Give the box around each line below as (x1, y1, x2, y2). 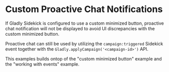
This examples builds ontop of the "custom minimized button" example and (5, 55, 162, 61)
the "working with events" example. (5, 61, 80, 67)
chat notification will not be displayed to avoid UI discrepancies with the (5, 25, 155, 31)
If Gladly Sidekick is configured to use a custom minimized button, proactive (5, 20, 164, 26)
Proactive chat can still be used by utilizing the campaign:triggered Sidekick (5, 40, 163, 46)
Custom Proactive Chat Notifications (5, 4, 163, 15)
